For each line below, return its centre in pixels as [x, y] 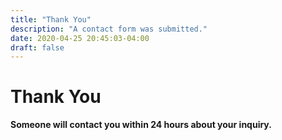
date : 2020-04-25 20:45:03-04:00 [80, 38]
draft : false [37, 47]
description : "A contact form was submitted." [109, 29]
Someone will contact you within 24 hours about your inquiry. [141, 125]
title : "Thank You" [51, 19]
